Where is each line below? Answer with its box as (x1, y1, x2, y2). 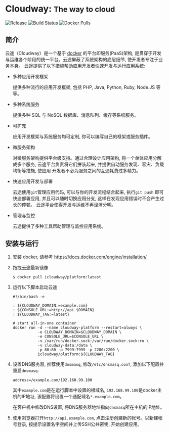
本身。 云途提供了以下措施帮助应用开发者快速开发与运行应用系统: (9, 63, 145, 69)
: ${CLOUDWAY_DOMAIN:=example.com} (12, 303, 88, 308)
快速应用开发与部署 (12, 178, 53, 184)
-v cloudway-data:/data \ (37, 343, 93, 348)
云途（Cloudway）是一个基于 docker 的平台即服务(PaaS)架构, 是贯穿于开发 (5, 50, 162, 56)
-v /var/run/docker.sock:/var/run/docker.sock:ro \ (37, 338, 149, 344)
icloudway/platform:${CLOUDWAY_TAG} (37, 352, 115, 357)
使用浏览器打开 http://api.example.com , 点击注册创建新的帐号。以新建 (12, 415, 158, 421)
